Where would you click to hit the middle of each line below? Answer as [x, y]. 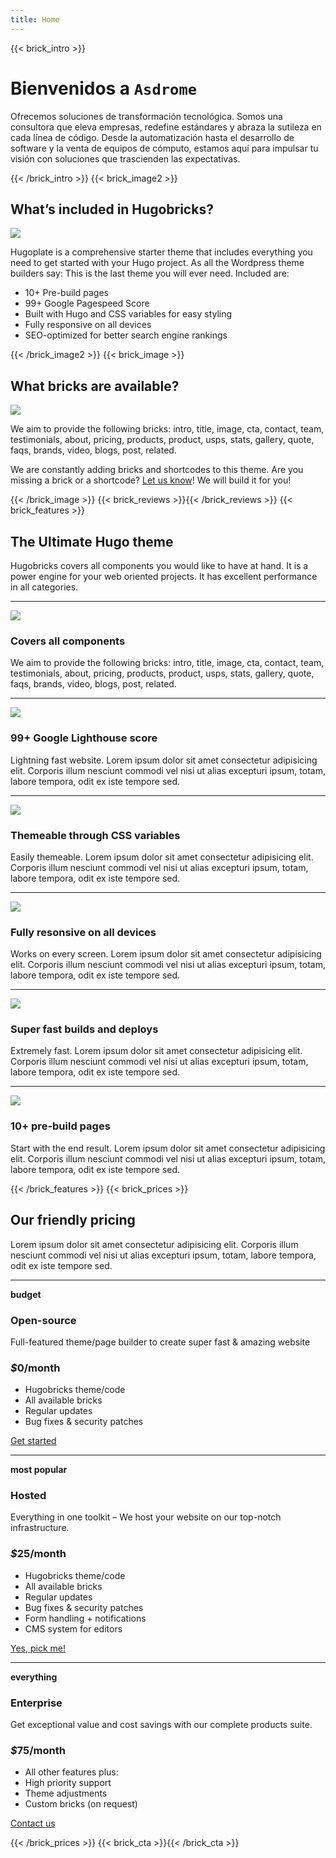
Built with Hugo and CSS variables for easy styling [128, 314]
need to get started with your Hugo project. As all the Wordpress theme [157, 263]
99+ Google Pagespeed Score [87, 303]
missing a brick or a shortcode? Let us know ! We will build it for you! [151, 480]
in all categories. [44, 587]
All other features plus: [71, 1772]
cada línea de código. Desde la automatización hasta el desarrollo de [152, 137]
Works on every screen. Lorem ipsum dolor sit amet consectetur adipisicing [166, 954]
